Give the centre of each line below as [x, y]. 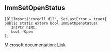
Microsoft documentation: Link [35, 45]
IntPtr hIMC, [24, 27]
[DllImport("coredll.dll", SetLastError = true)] [56, 19]
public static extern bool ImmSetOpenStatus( [51, 23]
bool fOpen [22, 32]
